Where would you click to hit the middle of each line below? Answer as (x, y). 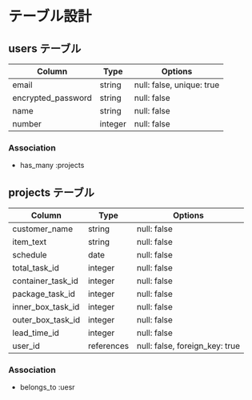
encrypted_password (52, 98)
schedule (30, 255)
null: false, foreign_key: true (188, 346)
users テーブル (45, 48)
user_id (26, 346)
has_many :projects (52, 166)
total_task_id (36, 268)
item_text (29, 242)
